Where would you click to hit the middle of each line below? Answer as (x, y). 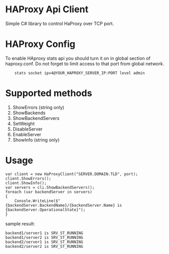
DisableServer (28, 129)
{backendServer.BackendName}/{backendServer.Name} (60, 205)
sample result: (20, 223)
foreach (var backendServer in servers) (49, 192)
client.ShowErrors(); (28, 179)
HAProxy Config (40, 44)
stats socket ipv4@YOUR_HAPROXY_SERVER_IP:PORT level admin (80, 73)
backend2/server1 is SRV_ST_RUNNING (44, 242)
